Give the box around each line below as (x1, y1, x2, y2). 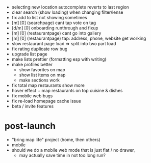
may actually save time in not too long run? (19, 152, 106, 158)
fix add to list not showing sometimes (11, 15, 87, 20)
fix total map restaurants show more (11, 82, 85, 88)
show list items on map (19, 72, 66, 78)
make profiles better (11, 61, 53, 67)
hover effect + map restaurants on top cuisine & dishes (11, 88, 123, 93)
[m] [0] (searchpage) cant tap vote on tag (11, 20, 96, 26)
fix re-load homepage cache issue (11, 98, 81, 104)
